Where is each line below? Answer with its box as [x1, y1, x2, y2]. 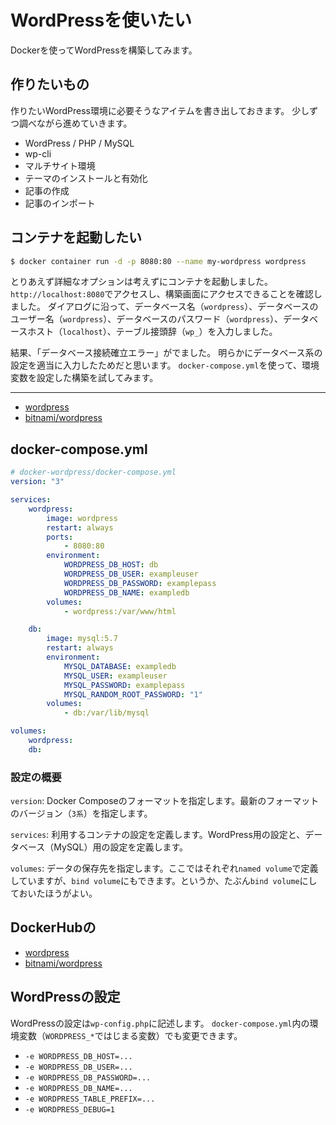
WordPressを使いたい [10, 9, 193, 32]
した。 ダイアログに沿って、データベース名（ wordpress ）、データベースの [18, 301, 319, 313]
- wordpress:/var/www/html [63, 606, 177, 616]
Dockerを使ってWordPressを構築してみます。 [10, 44, 198, 56]
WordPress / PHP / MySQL [24, 137, 135, 149]
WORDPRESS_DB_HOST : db [63, 560, 159, 570]
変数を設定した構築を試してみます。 [10, 372, 159, 384]
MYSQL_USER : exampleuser [63, 671, 168, 681]
